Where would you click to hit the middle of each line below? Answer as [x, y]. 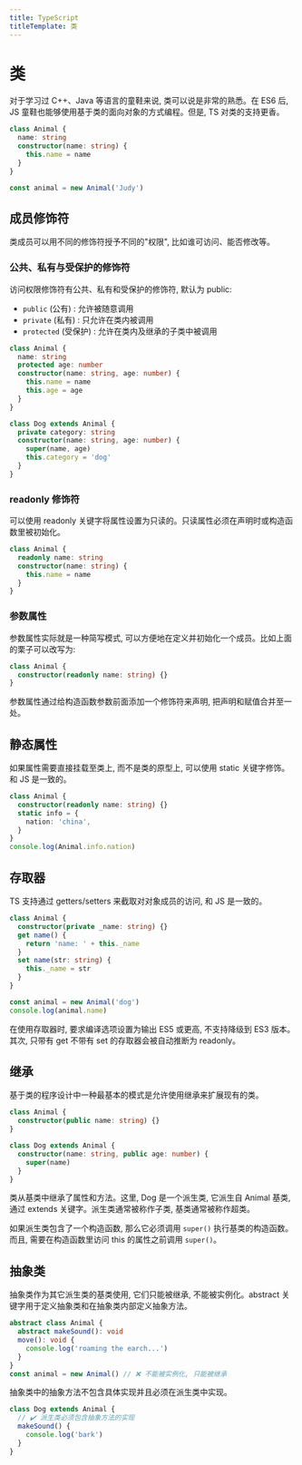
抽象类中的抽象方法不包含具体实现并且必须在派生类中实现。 [121, 1392]
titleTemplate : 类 [44, 26]
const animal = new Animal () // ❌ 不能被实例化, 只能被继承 [118, 1374]
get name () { [42, 935]
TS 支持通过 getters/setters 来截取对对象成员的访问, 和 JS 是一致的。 [138, 901]
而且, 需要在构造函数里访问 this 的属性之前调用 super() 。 [116, 1240]
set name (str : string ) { [64, 961]
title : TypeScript [44, 18]
